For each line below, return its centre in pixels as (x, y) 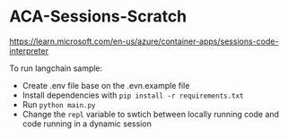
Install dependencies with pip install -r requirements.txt (133, 95)
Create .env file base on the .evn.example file (106, 85)
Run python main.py (59, 104)
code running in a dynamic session (87, 124)
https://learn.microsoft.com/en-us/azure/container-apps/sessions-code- (144, 41)
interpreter (29, 50)
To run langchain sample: (56, 68)
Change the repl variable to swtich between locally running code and (151, 114)
